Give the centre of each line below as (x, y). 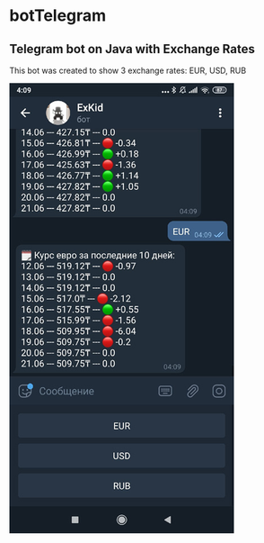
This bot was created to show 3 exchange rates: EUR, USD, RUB (128, 70)
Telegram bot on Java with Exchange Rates (132, 49)
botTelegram (58, 16)
